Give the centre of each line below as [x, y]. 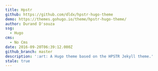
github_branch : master [29, 51]
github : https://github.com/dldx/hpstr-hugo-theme [59, 14]
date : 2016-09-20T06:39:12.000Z [39, 47]
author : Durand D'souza [30, 24]
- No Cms [19, 42]
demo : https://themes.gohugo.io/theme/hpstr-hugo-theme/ [66, 19]
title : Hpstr [19, 10]
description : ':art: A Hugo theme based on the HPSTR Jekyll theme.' [80, 56]
